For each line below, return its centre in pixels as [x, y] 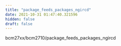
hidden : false [20, 19]
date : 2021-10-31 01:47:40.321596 [42, 14]
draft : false [19, 24]
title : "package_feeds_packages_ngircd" [48, 10]
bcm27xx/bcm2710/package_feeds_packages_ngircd [60, 38]
